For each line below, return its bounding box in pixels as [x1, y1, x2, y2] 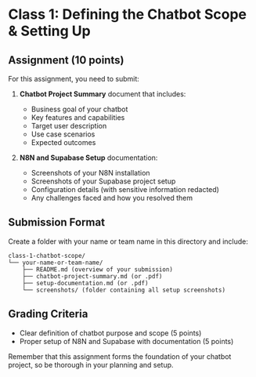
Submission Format [8, 216, 106, 229]
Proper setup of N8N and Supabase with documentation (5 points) [19, 336, 234, 346]
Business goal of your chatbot [31, 104, 128, 114]
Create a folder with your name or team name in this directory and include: [8, 237, 248, 246]
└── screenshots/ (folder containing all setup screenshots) [22, 286, 225, 294]
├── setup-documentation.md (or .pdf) [22, 279, 149, 287]
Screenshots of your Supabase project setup [31, 176, 176, 186]
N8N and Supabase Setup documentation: [19, 153, 158, 162]
